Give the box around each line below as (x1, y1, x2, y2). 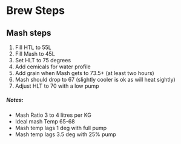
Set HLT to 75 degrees (15, 57, 71, 64)
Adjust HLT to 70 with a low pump (15, 82, 99, 90)
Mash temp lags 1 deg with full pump (15, 124, 107, 131)
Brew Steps (6, 4, 65, 18)
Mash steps (6, 28, 51, 38)
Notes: (6, 96, 24, 103)
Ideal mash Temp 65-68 (15, 117, 75, 125)
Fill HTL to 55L (15, 44, 51, 51)
